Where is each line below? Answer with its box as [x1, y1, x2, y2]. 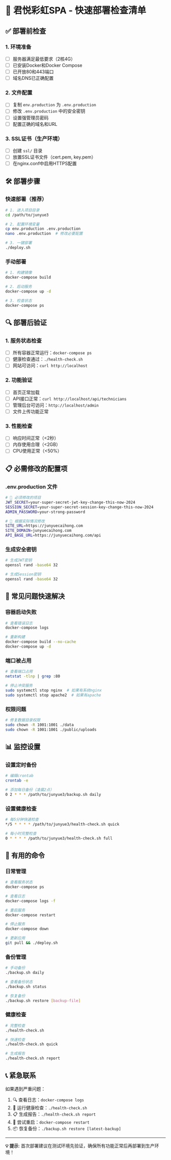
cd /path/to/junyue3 [5, 212, 49, 217]
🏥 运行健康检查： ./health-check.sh [12, 1104, 88, 1110]
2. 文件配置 [5, 89, 33, 96]
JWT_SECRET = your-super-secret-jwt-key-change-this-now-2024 [5, 500, 136, 505]
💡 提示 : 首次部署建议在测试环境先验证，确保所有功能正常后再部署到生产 [5, 1143, 155, 1149]
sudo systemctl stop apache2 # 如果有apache [5, 693, 101, 698]
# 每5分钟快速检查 [5, 817, 39, 822]
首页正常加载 [12, 389, 40, 395]
